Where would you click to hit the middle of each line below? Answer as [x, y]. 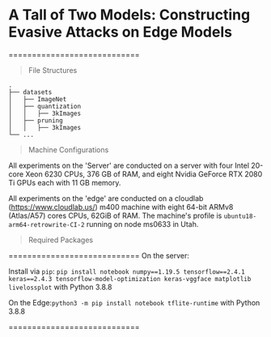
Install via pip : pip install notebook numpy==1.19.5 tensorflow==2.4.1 [127, 271]
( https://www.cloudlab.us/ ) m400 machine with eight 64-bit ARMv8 [121, 207]
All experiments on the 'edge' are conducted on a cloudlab [106, 198]
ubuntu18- [240, 216]
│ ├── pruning [36, 120]
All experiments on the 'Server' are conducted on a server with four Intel [129, 165]
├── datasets [30, 92]
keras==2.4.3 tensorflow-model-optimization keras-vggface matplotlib [130, 279]
